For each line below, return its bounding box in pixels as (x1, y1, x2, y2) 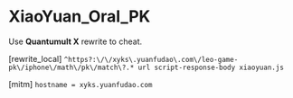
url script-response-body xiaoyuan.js (137, 63, 284, 72)
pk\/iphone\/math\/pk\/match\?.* (8, 63, 135, 72)
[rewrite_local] (8, 53, 62, 64)
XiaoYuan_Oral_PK (8, 6, 151, 27)
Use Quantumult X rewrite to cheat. (8, 36, 142, 47)
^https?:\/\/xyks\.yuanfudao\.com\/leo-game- (63, 55, 239, 64)
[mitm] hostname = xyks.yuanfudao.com (8, 78, 153, 89)
